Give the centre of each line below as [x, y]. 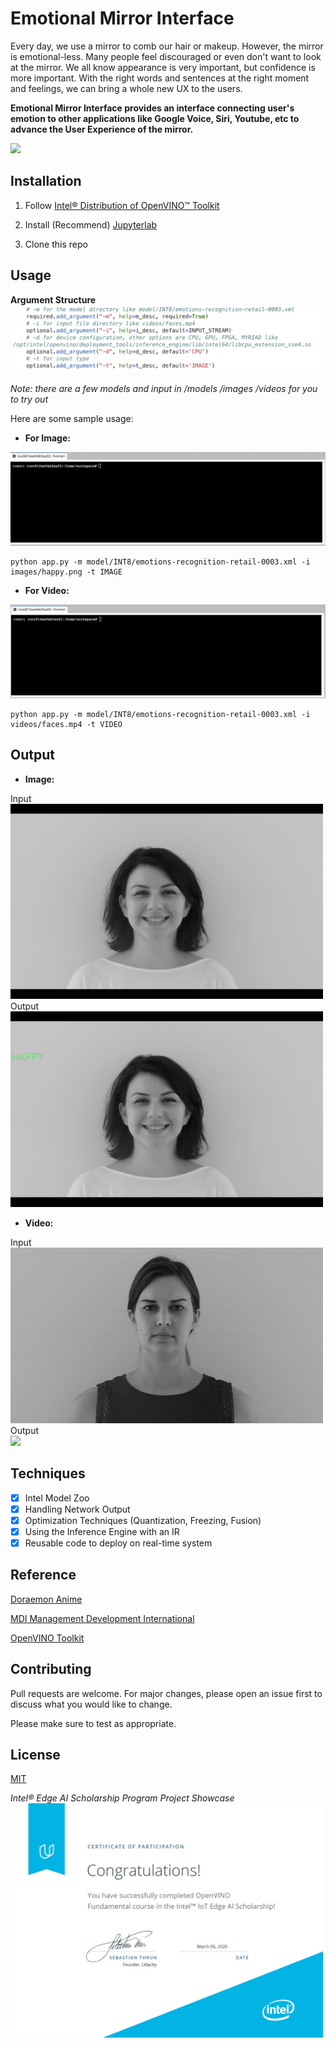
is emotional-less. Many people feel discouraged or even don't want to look [166, 56]
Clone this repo [56, 244]
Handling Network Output [77, 1509]
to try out [29, 399]
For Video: [47, 590]
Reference [43, 1575]
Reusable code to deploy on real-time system [118, 1543]
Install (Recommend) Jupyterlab [91, 224]
